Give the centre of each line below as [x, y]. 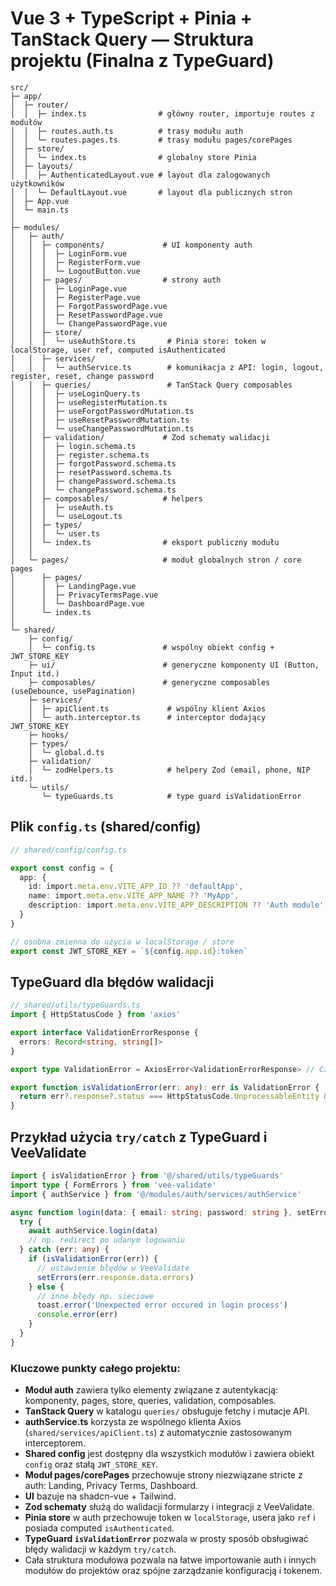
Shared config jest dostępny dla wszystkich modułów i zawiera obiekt [169, 1454]
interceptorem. [55, 1443]
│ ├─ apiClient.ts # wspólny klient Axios [147, 708]
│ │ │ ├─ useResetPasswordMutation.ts [100, 420]
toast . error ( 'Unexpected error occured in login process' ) [162, 1305]
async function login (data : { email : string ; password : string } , [151, 1212]
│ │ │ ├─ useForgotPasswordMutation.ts [102, 411]
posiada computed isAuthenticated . [99, 1528]
